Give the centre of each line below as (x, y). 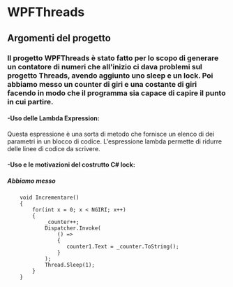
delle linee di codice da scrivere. (54, 148)
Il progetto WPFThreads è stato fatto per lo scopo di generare (113, 58)
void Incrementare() (50, 198)
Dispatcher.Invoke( (73, 228)
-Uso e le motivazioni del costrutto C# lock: (72, 164)
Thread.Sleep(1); (70, 265)
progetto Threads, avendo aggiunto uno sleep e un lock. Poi (110, 76)
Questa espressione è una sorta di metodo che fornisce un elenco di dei (111, 134)
